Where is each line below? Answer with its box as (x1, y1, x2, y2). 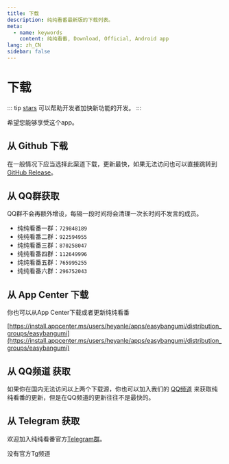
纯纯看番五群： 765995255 (16, 258, 88, 267)
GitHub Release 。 (7, 168, 57, 177)
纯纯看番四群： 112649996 (16, 250, 88, 258)
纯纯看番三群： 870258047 (16, 241, 88, 250)
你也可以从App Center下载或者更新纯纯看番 (7, 309, 130, 317)
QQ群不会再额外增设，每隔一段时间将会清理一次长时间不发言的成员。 (7, 209, 203, 218)
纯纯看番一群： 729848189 (16, 224, 88, 233)
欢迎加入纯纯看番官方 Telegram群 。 (7, 435, 106, 443)
